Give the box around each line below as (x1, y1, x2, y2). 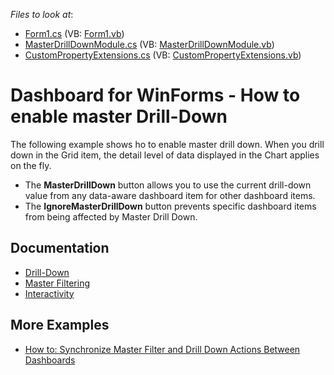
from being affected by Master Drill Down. (24, 210, 198, 223)
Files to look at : (10, 9, 74, 20)
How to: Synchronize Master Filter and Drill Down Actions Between (24, 343, 301, 355)
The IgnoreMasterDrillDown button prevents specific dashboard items (24, 200, 317, 212)
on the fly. (10, 159, 52, 171)
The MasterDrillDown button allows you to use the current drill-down (24, 179, 312, 191)
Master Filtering (24, 277, 91, 289)
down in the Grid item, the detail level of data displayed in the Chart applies (10, 149, 320, 161)
